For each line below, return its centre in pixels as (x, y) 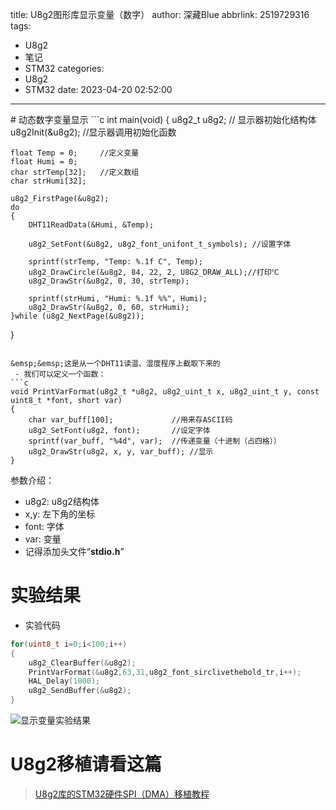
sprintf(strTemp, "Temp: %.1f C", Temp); (115, 262)
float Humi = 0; (44, 162)
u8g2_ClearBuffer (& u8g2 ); (82, 663)
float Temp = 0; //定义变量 (75, 153)
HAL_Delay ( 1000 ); (64, 681)
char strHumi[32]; (48, 181)
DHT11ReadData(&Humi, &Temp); (91, 225)
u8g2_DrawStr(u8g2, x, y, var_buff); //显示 (121, 452)
